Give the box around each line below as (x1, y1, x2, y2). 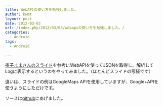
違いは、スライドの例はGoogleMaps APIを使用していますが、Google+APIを (5, 79, 159, 84)
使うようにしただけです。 (5, 84, 57, 91)
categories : (5, 30, 30, 35)
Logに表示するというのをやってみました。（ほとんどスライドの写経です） (5, 68, 153, 74)
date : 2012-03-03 (5, 21, 41, 26)
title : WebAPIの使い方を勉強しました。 (5, 7, 78, 12)
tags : (5, 39, 16, 44)
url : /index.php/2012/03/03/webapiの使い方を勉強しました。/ (5, 26, 125, 30)
